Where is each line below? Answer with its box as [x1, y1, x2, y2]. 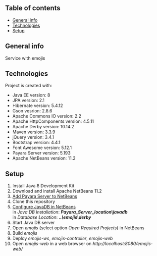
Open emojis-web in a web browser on [12, 241, 92, 247]
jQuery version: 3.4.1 [12, 134, 54, 140]
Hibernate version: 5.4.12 [12, 102, 63, 108]
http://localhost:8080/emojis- [92, 241, 153, 247]
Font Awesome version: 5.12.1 [12, 145, 72, 151]
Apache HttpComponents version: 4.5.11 [12, 118, 94, 124]
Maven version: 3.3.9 [12, 129, 55, 135]
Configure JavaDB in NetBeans [12, 204, 76, 210]
